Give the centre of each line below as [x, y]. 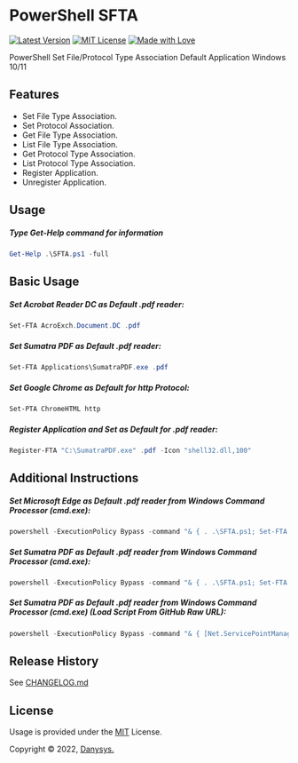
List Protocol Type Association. [78, 163]
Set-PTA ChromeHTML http [55, 409]
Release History [54, 661]
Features [34, 95]
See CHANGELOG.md [49, 683]
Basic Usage [44, 282]
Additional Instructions [74, 478]
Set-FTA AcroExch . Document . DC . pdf [75, 326]
